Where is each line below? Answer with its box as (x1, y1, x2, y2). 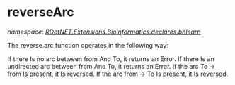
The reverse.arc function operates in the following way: (7, 41, 168, 49)
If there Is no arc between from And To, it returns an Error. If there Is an (7, 54, 214, 63)
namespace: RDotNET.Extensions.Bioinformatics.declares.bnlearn (7, 27, 201, 36)
